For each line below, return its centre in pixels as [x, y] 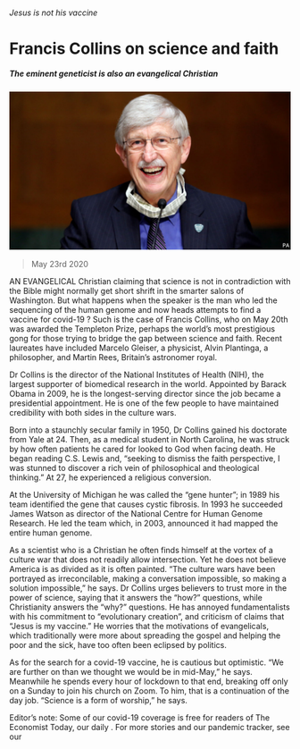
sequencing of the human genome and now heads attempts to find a [135, 310]
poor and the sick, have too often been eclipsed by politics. [118, 645]
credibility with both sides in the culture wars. [93, 413]
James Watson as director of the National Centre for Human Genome [136, 514]
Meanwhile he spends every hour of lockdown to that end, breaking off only [149, 682]
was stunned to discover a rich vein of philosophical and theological [134, 468]
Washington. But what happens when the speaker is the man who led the [144, 300]
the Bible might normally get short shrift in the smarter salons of [127, 291]
